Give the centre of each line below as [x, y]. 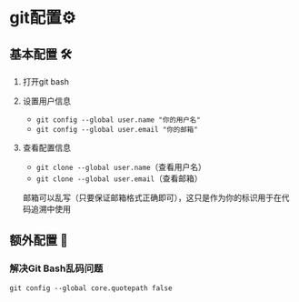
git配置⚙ [43, 18]
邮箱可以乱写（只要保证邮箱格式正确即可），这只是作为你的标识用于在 [152, 197]
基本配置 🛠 [41, 54]
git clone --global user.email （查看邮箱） [119, 178]
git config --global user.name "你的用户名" [119, 120]
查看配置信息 [46, 147]
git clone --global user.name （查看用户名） [121, 167]
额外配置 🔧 [39, 241]
